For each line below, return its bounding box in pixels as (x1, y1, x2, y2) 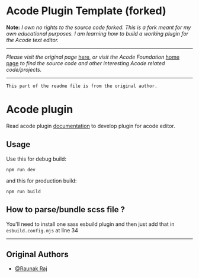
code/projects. (6, 66, 42, 73)
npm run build (6, 188, 41, 194)
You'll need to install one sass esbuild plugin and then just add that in (6, 221, 175, 228)
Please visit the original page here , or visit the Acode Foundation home (6, 53, 179, 60)
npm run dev (6, 167, 36, 172)
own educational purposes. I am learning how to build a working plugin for (6, 30, 188, 37)
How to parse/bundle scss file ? (6, 204, 126, 215)
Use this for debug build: (6, 155, 67, 162)
